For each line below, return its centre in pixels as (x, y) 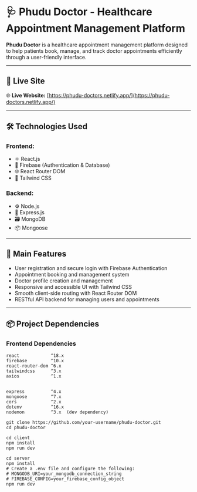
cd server (18, 459)
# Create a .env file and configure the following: (70, 469)
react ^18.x (35, 356)
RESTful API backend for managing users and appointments (87, 299)
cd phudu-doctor (26, 428)
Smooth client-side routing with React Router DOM (76, 293)
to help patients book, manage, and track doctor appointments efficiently (94, 50)
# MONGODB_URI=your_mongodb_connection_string (64, 474)
